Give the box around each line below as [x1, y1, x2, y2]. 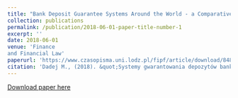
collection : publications [7, 17, 84, 24]
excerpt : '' [7, 30, 42, 38]
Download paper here [7, 82, 71, 91]
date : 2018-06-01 [7, 37, 59, 44]
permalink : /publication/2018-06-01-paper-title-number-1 [7, 23, 182, 31]
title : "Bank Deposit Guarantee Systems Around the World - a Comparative [7, 10, 233, 18]
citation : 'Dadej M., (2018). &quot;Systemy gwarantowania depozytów [7, 63, 217, 70]
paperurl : [7, 57, 37, 64]
